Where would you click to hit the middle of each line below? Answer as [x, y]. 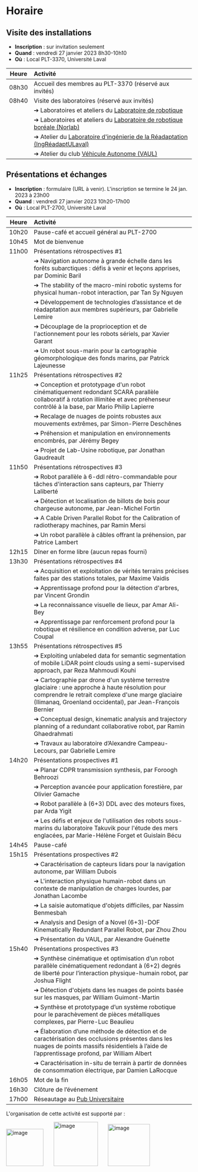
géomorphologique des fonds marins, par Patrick [101, 358]
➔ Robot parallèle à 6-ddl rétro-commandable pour [105, 477]
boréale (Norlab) [57, 127]
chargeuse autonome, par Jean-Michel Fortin [97, 508]
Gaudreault [49, 457]
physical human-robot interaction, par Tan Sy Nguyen [108, 292]
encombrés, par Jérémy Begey [76, 440]
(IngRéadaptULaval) [61, 144]
